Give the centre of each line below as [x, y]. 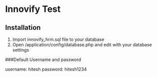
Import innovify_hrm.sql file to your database [58, 39]
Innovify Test [33, 9]
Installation [23, 28]
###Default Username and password [43, 60]
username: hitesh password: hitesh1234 [46, 69]
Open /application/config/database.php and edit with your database [82, 45]
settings [21, 50]
